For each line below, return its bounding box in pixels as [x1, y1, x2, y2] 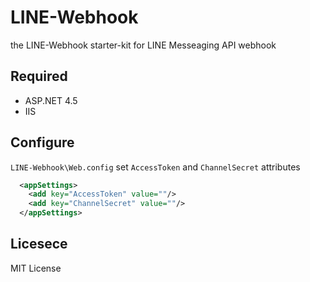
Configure [10, 134, 75, 151]
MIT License [10, 262, 62, 274]
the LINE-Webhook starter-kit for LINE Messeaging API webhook [10, 39, 277, 51]
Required [10, 68, 68, 85]
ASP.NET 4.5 [24, 94, 78, 106]
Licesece [10, 236, 68, 253]
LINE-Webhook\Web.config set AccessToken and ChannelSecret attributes [10, 161, 301, 173]
